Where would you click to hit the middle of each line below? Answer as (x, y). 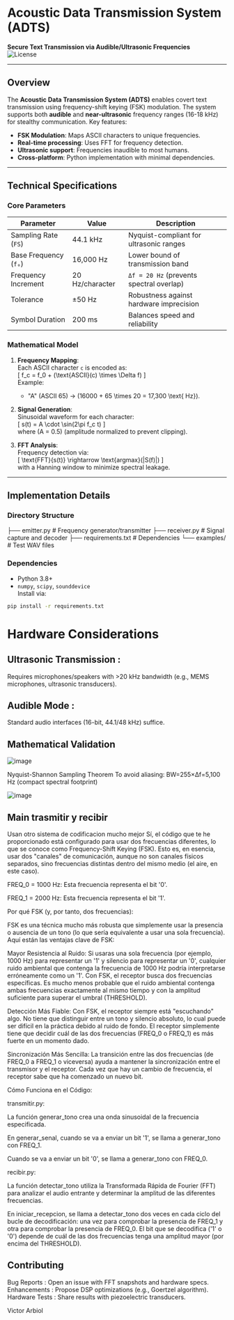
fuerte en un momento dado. (48, 1041)
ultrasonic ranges (157, 244)
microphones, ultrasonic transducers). (62, 684)
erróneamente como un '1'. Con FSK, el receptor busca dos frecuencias (110, 975)
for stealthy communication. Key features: (67, 121)
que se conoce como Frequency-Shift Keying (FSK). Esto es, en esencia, (111, 849)
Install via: (32, 593)
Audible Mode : (41, 706)
